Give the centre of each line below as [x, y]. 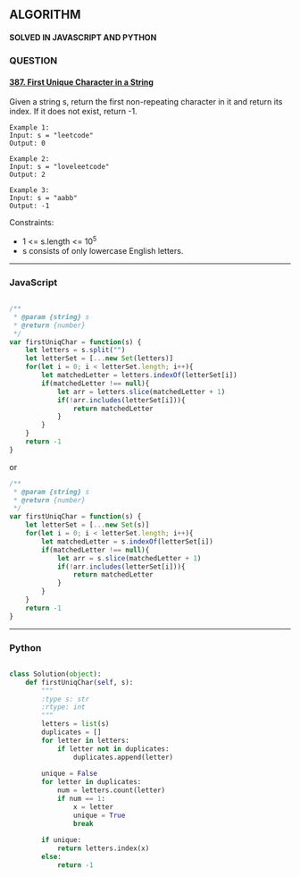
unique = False [70, 774]
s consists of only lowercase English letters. [103, 250]
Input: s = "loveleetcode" [59, 167]
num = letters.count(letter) [111, 790]
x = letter [93, 807]
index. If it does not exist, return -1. [73, 112]
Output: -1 [29, 206]
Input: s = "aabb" [43, 198]
